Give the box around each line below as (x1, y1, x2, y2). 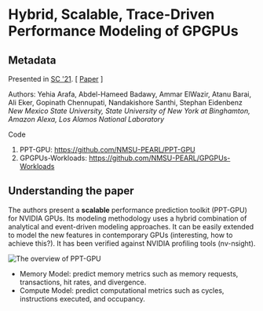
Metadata (8, 53, 57, 67)
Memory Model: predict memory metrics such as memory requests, (19, 269, 239, 278)
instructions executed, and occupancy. (19, 294, 145, 303)
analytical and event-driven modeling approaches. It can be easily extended (8, 221, 254, 231)
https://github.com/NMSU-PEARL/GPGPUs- (89, 153, 231, 163)
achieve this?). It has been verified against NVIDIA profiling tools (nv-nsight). (8, 238, 256, 248)
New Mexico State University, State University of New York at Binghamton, (8, 106, 250, 115)
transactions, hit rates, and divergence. (19, 277, 147, 287)
